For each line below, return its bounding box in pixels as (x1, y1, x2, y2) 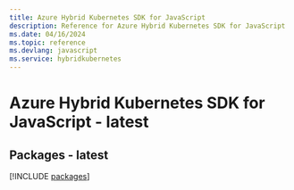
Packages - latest (9, 147, 109, 162)
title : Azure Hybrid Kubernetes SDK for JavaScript (9, 12, 206, 22)
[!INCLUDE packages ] (9, 171, 90, 181)
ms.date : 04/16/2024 (9, 29, 87, 38)
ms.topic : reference (9, 37, 87, 47)
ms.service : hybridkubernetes (9, 54, 122, 63)
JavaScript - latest (9, 112, 149, 132)
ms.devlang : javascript (9, 46, 98, 55)
